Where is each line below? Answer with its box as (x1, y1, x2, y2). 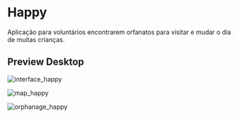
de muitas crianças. (7, 35, 65, 43)
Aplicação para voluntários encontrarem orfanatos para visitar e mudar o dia (7, 28, 231, 36)
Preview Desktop (7, 56, 85, 68)
